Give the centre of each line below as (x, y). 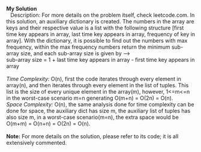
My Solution (22, 9)
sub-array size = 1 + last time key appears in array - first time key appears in (100, 60)
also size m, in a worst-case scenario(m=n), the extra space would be (92, 117)
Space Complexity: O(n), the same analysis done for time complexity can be (100, 104)
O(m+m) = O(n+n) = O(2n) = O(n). (48, 123)
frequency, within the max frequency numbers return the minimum (88, 47)
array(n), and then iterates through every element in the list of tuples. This (97, 85)
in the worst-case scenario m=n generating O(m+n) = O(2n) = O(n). (90, 98)
